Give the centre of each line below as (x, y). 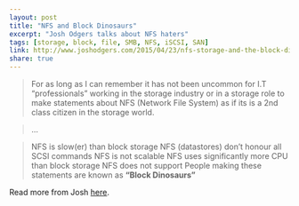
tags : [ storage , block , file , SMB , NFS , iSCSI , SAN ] (109, 42)
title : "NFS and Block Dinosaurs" (73, 26)
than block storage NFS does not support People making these (146, 166)
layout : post (33, 17)
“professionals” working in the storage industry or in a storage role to (158, 93)
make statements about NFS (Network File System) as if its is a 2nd (154, 103)
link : (19, 51)
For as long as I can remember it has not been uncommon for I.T (149, 84)
